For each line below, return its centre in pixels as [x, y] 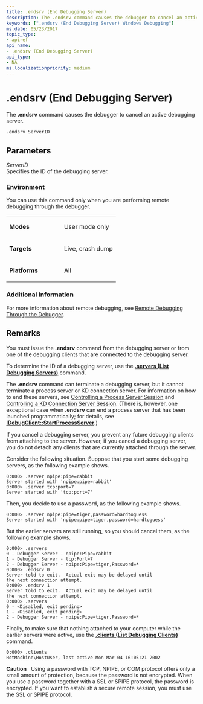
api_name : [19, 46]
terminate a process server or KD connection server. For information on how [101, 391]
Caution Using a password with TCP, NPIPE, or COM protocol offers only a [101, 668]
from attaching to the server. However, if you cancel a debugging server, [97, 441]
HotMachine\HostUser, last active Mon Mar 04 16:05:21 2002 [84, 658]
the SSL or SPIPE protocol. [39, 694]
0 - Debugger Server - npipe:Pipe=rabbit [59, 554]
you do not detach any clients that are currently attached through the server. [101, 447]
